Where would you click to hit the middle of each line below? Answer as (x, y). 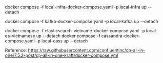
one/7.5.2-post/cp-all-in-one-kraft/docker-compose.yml (61, 55)
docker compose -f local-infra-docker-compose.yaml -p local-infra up (76, 7)
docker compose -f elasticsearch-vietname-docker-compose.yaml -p (75, 31)
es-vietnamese (20, 36)
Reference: (16, 50)
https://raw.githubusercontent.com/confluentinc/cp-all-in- (87, 50)
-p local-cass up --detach (62, 41)
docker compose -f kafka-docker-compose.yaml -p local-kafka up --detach (82, 21)
